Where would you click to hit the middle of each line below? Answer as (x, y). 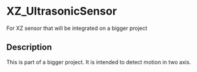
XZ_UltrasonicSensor (62, 11)
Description (29, 47)
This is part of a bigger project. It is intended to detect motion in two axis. (99, 62)
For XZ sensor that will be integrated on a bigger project (77, 28)
